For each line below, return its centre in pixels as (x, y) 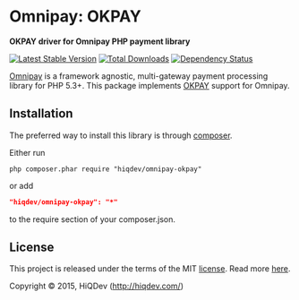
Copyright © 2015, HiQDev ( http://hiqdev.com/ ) (97, 286)
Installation (41, 114)
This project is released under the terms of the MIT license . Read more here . (150, 269)
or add (21, 185)
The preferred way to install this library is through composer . (121, 135)
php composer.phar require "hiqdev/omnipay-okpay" (106, 169)
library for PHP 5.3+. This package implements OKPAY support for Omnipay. (149, 85)
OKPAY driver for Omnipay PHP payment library (100, 41)
